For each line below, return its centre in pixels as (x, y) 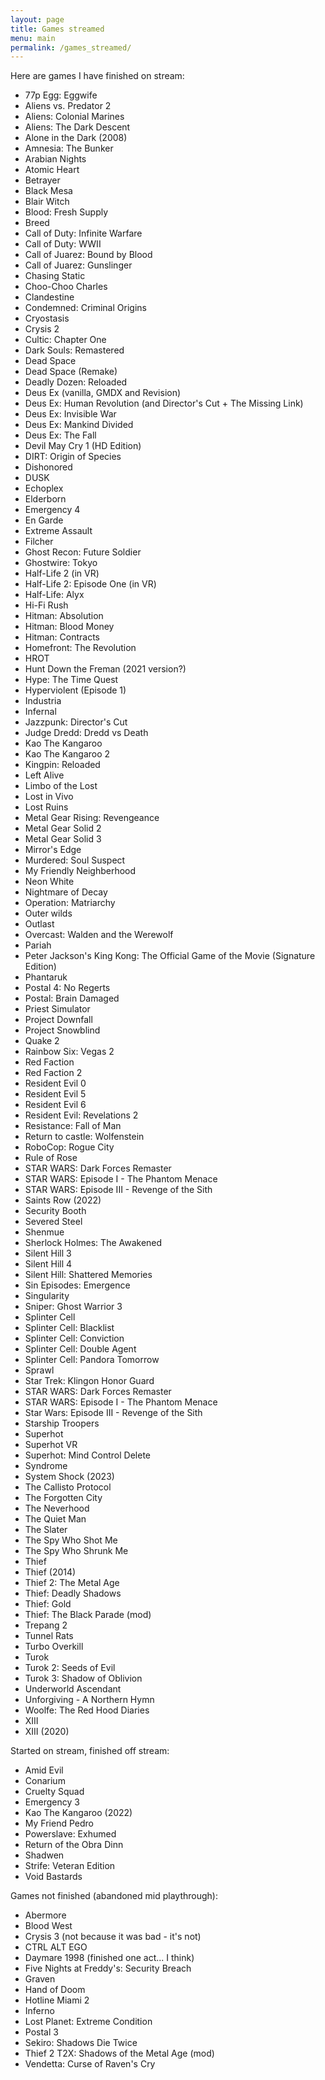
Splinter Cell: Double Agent (80, 1349)
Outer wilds (48, 913)
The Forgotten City (63, 1498)
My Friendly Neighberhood (80, 871)
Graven (40, 1979)
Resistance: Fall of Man (73, 1126)
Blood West (48, 1926)
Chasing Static (55, 276)
